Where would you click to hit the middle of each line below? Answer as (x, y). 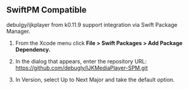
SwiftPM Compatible (47, 10)
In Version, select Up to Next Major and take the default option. (95, 79)
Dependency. (33, 49)
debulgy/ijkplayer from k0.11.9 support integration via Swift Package (92, 24)
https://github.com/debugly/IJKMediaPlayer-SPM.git (82, 68)
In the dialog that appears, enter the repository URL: (81, 61)
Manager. (18, 31)
